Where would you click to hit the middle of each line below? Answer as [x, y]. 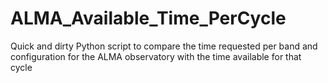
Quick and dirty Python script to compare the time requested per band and [164, 46]
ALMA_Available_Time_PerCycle [148, 18]
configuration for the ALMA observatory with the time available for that [156, 56]
